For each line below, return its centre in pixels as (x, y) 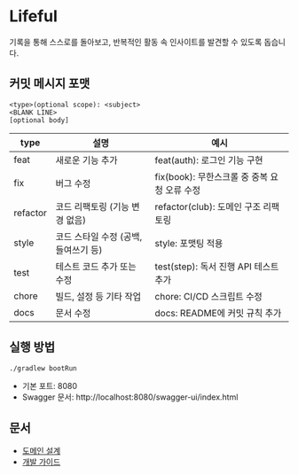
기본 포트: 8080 (50, 386)
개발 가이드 (41, 462)
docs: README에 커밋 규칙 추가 (218, 313)
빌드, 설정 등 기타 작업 (98, 296)
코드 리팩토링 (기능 (93, 206)
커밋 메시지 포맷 (50, 84)
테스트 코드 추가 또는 (96, 266)
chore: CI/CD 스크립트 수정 (209, 296)
